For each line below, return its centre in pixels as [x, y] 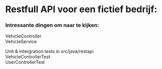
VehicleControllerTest [28, 57]
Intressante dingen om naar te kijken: [52, 25]
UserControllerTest [25, 62]
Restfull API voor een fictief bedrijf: [81, 9]
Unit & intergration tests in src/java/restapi [49, 51]
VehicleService [21, 42]
